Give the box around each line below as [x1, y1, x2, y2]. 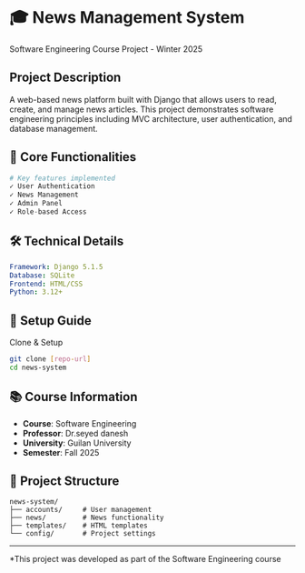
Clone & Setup [9, 337, 64, 348]
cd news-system [9, 363, 67, 372]
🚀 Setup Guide [9, 313, 93, 328]
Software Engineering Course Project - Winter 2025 [9, 43, 203, 55]
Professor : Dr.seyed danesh [22, 427, 129, 438]
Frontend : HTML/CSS [9, 279, 84, 288]
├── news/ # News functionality [9, 513, 165, 523]
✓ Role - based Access [9, 207, 88, 216]
